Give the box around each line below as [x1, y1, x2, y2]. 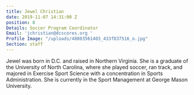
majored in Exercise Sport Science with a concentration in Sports [6, 70, 163, 77]
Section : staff [6, 42, 43, 48]
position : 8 [6, 19, 35, 25]
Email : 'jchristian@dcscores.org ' [6, 30, 93, 36]
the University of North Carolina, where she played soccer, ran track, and [6, 63, 183, 70]
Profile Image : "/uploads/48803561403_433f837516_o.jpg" [6, 36, 148, 42]
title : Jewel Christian [6, 8, 64, 15]
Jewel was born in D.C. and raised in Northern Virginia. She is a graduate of [6, 57, 189, 65]
